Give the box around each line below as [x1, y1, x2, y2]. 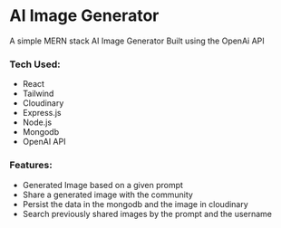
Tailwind [22, 88, 54, 100]
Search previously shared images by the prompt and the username [22, 208, 273, 219]
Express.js [22, 108, 62, 119]
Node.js [22, 117, 53, 128]
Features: [9, 159, 53, 172]
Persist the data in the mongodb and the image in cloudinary [22, 198, 249, 209]
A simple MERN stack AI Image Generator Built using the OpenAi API [9, 35, 265, 46]
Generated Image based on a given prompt [22, 179, 184, 190]
